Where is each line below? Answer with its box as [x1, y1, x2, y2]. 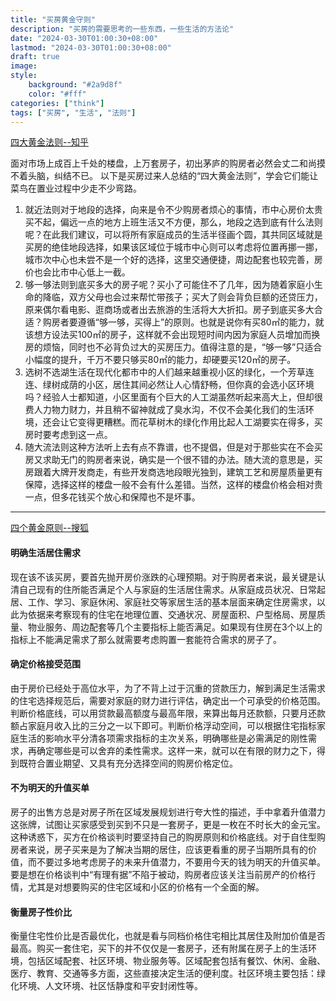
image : [10, 61, 38, 71]
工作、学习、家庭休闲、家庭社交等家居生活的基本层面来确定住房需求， [27, 596, 317, 608]
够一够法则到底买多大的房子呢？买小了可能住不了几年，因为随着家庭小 [24, 279, 315, 291]
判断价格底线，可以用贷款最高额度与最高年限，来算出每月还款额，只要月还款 [10, 707, 326, 719]
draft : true [10, 52, 60, 62]
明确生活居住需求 [10, 546, 81, 558]
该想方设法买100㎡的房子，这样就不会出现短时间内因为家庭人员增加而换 [24, 329, 321, 341]
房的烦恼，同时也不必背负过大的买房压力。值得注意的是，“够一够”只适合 [24, 341, 323, 353]
